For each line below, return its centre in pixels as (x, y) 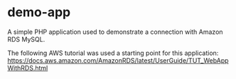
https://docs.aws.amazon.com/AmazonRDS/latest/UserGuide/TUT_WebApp (118, 60)
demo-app (39, 12)
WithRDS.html (28, 68)
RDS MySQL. (26, 39)
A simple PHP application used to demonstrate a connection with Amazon (115, 32)
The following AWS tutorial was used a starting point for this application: (113, 53)
